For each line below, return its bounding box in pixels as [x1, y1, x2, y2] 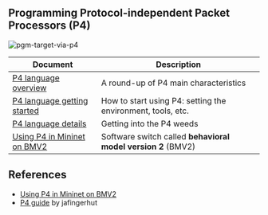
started [12, 105, 40, 116]
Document [32, 59, 73, 70]
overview [12, 82, 47, 93]
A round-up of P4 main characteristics [100, 77, 246, 88]
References [8, 168, 67, 182]
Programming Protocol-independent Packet [8, 6, 230, 20]
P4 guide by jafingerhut [19, 197, 98, 207]
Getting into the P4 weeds [100, 118, 199, 129]
